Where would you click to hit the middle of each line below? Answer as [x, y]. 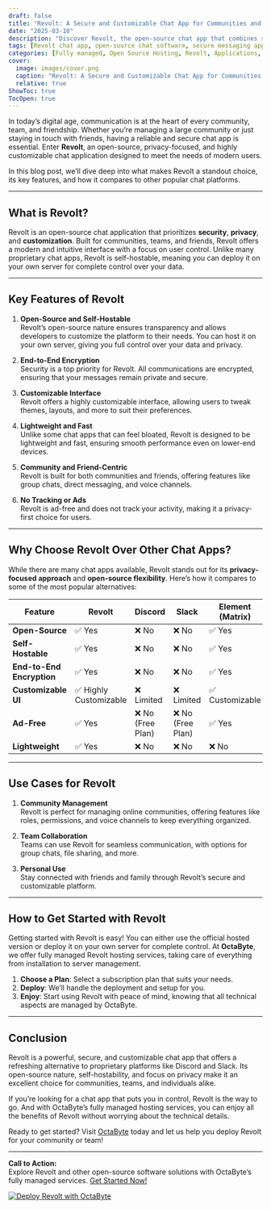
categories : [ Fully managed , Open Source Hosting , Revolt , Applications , [135, 53]
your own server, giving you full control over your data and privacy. [131, 345]
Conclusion [38, 1038]
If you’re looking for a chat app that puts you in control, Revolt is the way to [133, 1099]
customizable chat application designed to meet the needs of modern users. [135, 156]
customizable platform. [58, 885]
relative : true [41, 83]
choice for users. [63, 517]
